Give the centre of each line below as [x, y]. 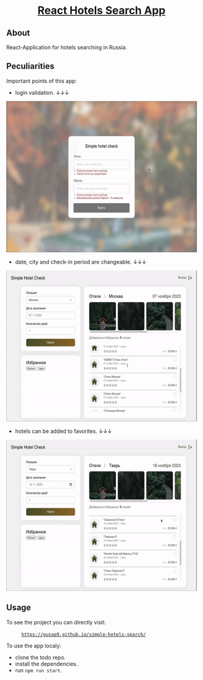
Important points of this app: [42, 81]
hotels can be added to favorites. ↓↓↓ [63, 431]
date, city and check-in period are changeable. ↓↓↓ [81, 262]
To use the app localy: [34, 646]
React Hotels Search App [101, 11]
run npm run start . [38, 670]
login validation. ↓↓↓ [42, 92]
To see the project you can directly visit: [56, 622]
